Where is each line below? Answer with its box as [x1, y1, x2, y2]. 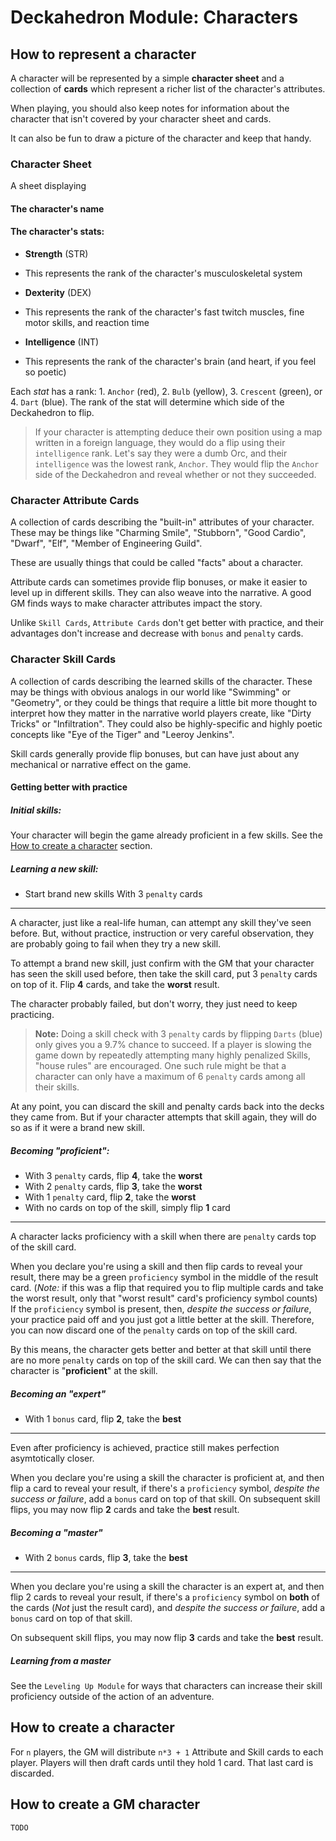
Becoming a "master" [10, 1526, 103, 1538]
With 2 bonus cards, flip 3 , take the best [24, 1552, 188, 1564]
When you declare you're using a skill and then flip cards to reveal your [10, 1261, 303, 1273]
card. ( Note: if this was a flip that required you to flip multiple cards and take [10, 1282, 324, 1294]
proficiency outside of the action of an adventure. [10, 1691, 215, 1703]
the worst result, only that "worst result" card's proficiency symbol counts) [10, 1292, 318, 1305]
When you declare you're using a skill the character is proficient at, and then [10, 1472, 325, 1484]
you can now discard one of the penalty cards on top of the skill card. [10, 1324, 298, 1336]
